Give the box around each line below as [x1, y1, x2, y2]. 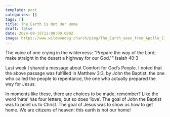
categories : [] [5, 12, 37, 17]
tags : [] [5, 17, 24, 22]
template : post [5, 7, 37, 13]
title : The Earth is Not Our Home [5, 21, 78, 27]
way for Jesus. [5, 81, 36, 87]
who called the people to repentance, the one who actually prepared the [5, 75, 156, 82]
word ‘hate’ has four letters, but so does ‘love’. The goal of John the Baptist [5, 96, 162, 102]
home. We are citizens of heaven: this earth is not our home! [5, 107, 131, 113]
